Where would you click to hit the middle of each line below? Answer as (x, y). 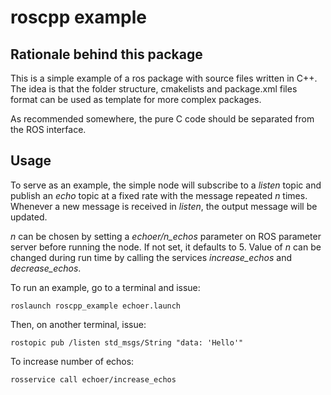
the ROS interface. (48, 129)
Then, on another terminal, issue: (78, 324)
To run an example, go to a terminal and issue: (105, 287)
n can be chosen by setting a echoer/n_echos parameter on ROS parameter (166, 236)
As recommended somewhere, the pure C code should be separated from (162, 119)
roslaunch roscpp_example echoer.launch (96, 306)
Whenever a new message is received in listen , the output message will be (164, 206)
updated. (29, 217)
